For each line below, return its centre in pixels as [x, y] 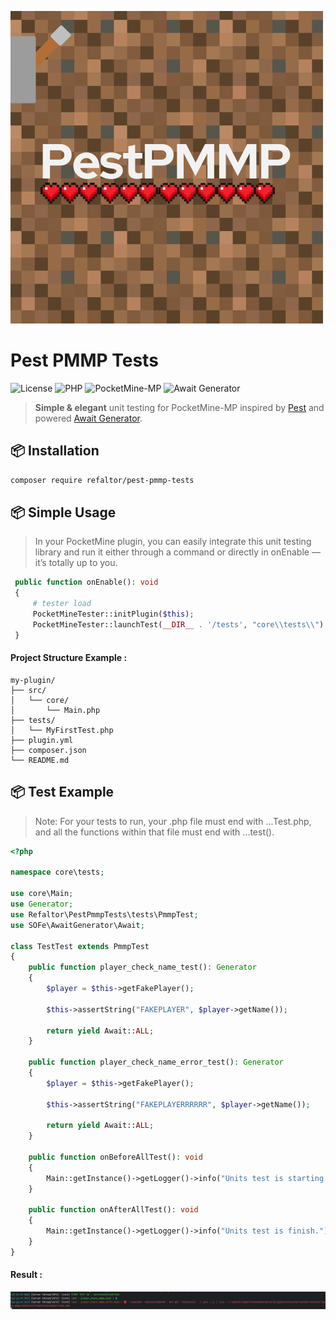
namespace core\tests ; [57, 872]
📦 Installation [55, 451]
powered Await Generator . [88, 418]
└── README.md [40, 760]
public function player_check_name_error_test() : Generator [156, 1062]
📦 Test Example [62, 792]
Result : [26, 1275]
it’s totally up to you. [76, 563]
